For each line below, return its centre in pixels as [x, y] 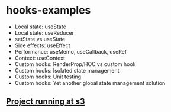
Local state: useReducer [44, 32]
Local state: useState [40, 27]
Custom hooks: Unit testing [48, 77]
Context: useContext [40, 58]
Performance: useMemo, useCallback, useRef [71, 51]
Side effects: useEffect [42, 45]
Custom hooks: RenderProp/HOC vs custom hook [75, 64]
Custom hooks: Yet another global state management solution [90, 83]
